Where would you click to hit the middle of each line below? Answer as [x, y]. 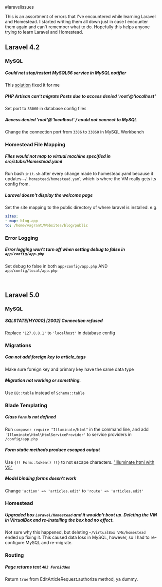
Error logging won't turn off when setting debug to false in [65, 249]
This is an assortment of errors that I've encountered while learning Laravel [80, 16]
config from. [18, 184]
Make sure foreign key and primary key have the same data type [70, 369]
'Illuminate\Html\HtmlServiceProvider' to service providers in [68, 434]
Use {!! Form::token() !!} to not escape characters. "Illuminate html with [80, 462]
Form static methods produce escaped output [53, 450]
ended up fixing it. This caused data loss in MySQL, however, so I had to [77, 537]
